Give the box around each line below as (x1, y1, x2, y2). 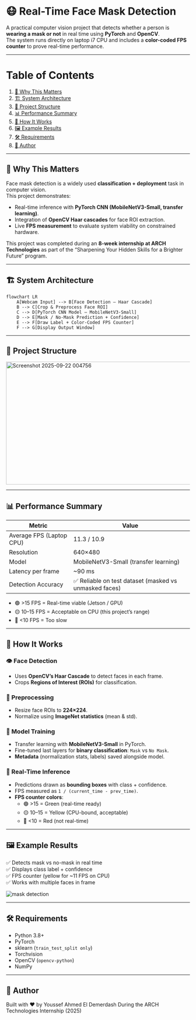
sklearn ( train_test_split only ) (14, 945, 93, 952)
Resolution (9, 548, 38, 557)
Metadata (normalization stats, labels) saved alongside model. (14, 753, 165, 760)
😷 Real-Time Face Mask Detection (6, 5, 177, 18)
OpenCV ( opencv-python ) (14, 957, 75, 964)
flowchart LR (6, 294, 38, 300)
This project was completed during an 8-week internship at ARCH (6, 239, 166, 247)
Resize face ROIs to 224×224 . (14, 707, 87, 714)
